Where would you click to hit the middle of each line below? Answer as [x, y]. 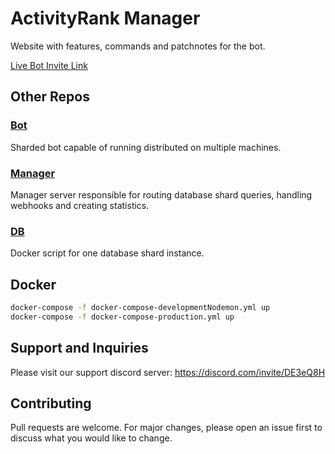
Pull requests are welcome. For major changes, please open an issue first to [166, 428]
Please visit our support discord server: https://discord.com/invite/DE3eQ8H [168, 372]
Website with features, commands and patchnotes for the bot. [138, 46]
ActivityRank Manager [105, 18]
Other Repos [50, 97]
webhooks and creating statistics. [80, 205]
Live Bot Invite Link [49, 65]
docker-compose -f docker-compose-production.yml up [122, 317]
